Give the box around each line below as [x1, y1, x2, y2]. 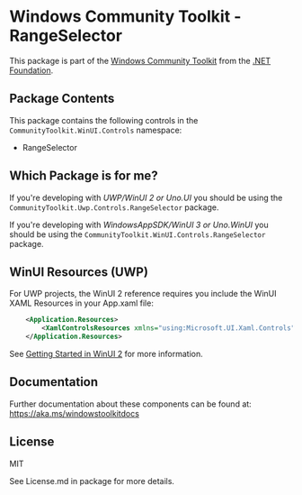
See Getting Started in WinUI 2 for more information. [9, 349, 204, 359]
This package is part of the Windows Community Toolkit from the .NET [9, 55, 271, 66]
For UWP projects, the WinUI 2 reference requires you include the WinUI [9, 289, 277, 299]
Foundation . [9, 65, 54, 76]
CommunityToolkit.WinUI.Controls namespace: [9, 124, 182, 135]
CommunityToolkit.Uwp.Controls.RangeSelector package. [9, 201, 219, 213]
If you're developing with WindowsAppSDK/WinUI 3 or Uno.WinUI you [9, 219, 270, 230]
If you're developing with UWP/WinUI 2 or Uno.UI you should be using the [9, 192, 283, 203]
